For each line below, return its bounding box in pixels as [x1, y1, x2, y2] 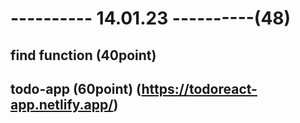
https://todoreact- [141, 80, 258, 97]
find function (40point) [10, 47, 157, 64]
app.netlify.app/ [10, 96, 114, 113]
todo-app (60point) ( [10, 80, 142, 97]
